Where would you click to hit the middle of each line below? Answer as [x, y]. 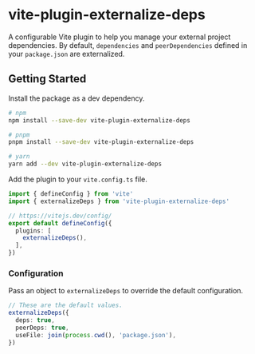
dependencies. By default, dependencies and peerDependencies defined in [128, 45]
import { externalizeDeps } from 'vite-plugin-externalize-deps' [119, 201]
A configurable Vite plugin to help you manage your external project [120, 37]
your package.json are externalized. [67, 54]
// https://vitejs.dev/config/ [60, 216]
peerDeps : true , [42, 328]
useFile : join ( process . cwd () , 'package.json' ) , [96, 335]
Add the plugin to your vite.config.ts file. [78, 179]
